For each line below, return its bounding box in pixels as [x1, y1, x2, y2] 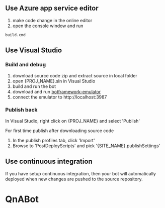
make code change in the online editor [12, 17, 93, 23]
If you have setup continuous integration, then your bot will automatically [5, 170, 156, 176]
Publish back [5, 107, 38, 114]
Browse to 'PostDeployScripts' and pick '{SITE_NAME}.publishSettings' [12, 143, 160, 149]
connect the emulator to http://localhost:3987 [12, 94, 107, 100]
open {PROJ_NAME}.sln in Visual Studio [12, 78, 96, 84]
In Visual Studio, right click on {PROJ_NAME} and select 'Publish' [5, 118, 140, 124]
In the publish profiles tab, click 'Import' [12, 137, 95, 143]
